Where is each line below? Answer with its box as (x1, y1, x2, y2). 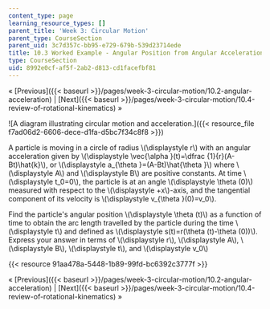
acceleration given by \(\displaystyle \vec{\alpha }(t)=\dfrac (8, 151, 206, 161)
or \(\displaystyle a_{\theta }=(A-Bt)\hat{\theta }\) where (49, 160, 235, 169)
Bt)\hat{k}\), (8, 160, 48, 169)
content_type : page (8, 11, 74, 20)
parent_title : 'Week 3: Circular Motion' (8, 26, 149, 35)
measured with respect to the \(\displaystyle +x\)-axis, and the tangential (8, 185, 251, 195)
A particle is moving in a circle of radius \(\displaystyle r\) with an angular (8, 142, 252, 152)
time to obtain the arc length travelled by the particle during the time (8, 218, 235, 227)
